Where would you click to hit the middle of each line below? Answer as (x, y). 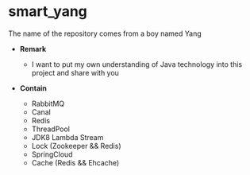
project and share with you (75, 72)
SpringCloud (52, 154)
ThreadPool (50, 129)
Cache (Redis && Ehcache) (75, 162)
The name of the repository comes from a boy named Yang (105, 33)
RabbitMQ (48, 103)
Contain (33, 88)
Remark (33, 49)
